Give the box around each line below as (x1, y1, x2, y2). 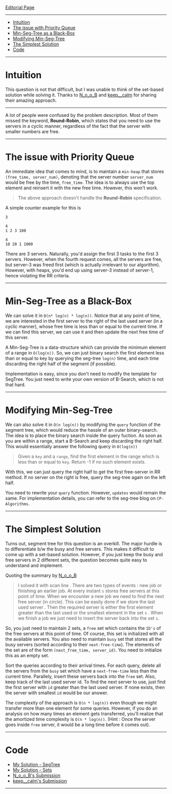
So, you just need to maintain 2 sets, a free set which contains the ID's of (5, 625, 161, 631)
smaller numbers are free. (5, 128, 60, 134)
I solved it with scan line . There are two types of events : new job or (17, 582, 162, 588)
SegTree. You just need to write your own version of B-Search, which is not (5, 376, 164, 382)
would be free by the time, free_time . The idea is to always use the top (5, 179, 155, 185)
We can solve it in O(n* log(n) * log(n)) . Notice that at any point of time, (5, 312, 161, 319)
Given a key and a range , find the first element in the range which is (17, 453, 160, 460)
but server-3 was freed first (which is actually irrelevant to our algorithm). (5, 261, 160, 268)
